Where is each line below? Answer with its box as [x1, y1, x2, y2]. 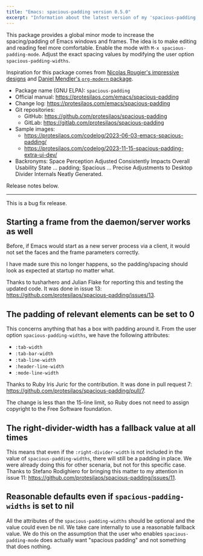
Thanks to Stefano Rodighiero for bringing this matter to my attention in [6, 467, 184, 475]
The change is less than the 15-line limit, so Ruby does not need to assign [6, 399, 189, 406]
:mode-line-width [14, 370, 59, 376]
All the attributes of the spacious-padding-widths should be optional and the [6, 517, 195, 524]
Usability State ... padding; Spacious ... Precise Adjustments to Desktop [14, 164, 193, 171]
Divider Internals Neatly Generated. [14, 170, 103, 177]
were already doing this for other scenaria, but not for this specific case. [6, 461, 186, 468]
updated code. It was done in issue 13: [6, 285, 102, 292]
